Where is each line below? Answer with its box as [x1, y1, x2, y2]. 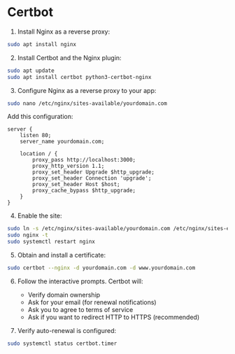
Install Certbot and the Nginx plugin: [17, 53, 122, 62]
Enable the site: [17, 211, 62, 220]
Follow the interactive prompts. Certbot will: [17, 277, 143, 285]
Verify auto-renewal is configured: [17, 326, 117, 334]
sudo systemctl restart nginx [7, 239, 96, 246]
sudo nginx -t [7, 232, 49, 239]
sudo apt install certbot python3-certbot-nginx [7, 73, 152, 80]
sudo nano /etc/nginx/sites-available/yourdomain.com [7, 99, 168, 107]
